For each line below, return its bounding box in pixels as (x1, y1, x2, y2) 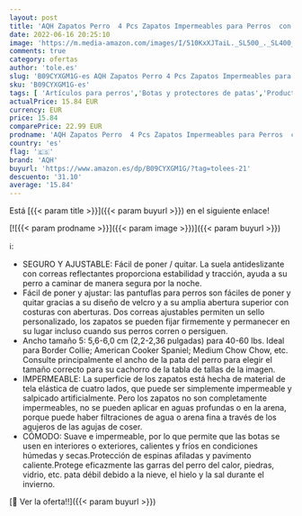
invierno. (22, 479, 56, 490)
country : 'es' (9, 139, 63, 148)
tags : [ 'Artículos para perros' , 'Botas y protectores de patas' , (9, 88, 263, 97)
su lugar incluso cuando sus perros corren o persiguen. (22, 326, 228, 337)
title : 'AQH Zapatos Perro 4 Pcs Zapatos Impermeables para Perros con (9, 22, 292, 31)
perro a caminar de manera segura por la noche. (22, 278, 202, 289)
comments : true (9, 47, 67, 56)
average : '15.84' (9, 181, 75, 190)
